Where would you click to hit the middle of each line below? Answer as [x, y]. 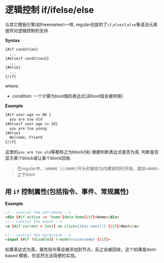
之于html [26, 175]
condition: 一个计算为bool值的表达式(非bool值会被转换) [68, 96]
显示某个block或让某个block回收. [38, 158]
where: [12, 86]
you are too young [28, 128]
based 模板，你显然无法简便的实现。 [42, 256]
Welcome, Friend [26, 137]
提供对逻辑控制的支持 [26, 30]
